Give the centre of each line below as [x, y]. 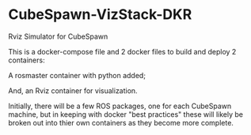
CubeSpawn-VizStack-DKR [100, 15]
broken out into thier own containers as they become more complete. [121, 122]
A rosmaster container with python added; [77, 75]
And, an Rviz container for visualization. [73, 90]
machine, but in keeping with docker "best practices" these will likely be [126, 114]
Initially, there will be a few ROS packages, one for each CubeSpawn [120, 106]
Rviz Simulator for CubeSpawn [58, 36]
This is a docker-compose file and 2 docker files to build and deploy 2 [122, 51]
